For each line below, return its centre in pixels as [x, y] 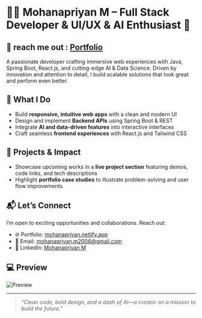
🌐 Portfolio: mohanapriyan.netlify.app [61, 234]
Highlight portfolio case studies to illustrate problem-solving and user [102, 179]
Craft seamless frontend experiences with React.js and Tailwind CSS [101, 133]
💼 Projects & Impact [44, 152]
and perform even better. [37, 81]
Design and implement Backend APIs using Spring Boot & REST [94, 120]
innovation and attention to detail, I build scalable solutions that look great [97, 74]
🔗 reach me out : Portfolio [55, 47]
